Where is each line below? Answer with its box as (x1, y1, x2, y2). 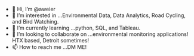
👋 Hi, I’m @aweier (11, 6, 56, 12)
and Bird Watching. (11, 18, 59, 25)
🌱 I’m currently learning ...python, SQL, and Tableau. (11, 24, 141, 31)
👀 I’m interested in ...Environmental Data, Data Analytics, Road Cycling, (11, 12, 186, 19)
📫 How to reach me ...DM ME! (11, 44, 87, 50)
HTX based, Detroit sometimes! (11, 37, 90, 44)
